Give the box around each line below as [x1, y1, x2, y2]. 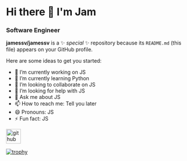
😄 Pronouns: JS [14, 108, 54, 116]
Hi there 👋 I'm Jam [6, 5, 96, 19]
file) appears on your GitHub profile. [6, 46, 93, 53]
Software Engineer [6, 26, 60, 35]
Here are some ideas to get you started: [6, 57, 102, 64]
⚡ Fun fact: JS [14, 115, 49, 122]
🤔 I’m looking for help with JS [14, 87, 85, 94]
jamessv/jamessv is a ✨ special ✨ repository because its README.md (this [6, 39, 182, 46]
